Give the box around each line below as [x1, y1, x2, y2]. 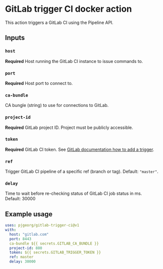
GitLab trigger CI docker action [5, 3, 132, 15]
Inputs [5, 34, 25, 42]
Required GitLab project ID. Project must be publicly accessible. [5, 124, 133, 130]
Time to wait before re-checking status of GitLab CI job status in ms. [5, 190, 142, 196]
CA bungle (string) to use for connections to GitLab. [5, 103, 109, 108]
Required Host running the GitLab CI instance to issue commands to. [5, 58, 143, 64]
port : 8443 [9, 236, 32, 241]
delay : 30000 [9, 259, 36, 264]
